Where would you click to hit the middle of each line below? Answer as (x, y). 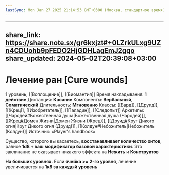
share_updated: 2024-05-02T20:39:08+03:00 (81, 59)
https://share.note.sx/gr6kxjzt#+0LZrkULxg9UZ (83, 43)
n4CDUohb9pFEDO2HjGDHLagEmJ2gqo (70, 51)
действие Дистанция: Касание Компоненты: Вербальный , (69, 99)
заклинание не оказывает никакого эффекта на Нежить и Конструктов (82, 152)
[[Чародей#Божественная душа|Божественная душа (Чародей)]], (76, 115)
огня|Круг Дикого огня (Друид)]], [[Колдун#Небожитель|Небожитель (80, 126)
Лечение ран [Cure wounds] (67, 80)
